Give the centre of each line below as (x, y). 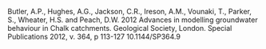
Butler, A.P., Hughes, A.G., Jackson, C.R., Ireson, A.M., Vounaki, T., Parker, (130, 11)
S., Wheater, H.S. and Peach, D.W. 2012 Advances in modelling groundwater (133, 20)
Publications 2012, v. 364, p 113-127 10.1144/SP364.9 (94, 36)
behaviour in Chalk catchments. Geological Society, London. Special (120, 28)
